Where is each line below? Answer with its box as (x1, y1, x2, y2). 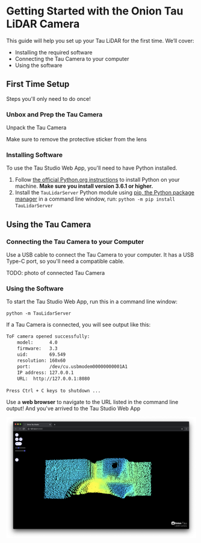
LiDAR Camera (6, 17, 80, 31)
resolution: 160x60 (17, 358, 66, 364)
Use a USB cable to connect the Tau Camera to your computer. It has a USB (6, 251, 194, 259)
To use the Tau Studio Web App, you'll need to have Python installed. (6, 164, 178, 172)
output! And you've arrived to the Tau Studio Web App (6, 405, 141, 412)
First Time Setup (6, 79, 70, 89)
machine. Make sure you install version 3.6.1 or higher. (14, 182, 153, 190)
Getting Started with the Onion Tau (6, 4, 184, 18)
